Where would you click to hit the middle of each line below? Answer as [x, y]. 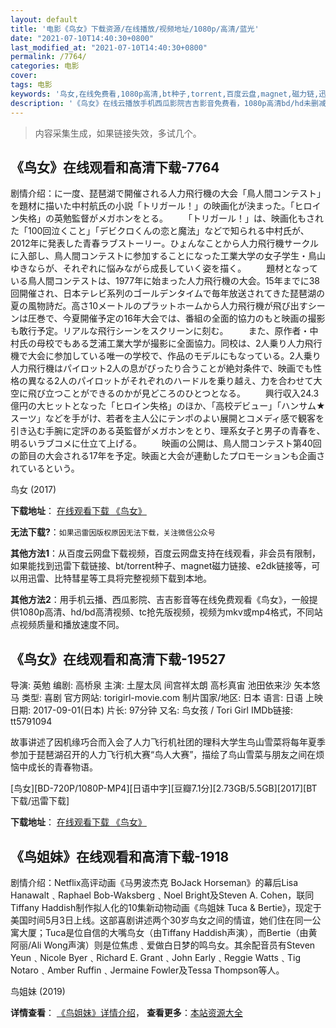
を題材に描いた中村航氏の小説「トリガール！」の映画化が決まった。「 [152, 206]
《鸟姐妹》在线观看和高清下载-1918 [120, 856]
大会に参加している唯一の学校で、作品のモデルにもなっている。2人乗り [174, 356]
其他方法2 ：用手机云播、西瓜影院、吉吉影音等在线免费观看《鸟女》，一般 [160, 600]
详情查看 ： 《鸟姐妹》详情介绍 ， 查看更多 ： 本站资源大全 [126, 1012]
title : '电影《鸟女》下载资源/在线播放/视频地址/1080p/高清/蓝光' [135, 29]
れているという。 [45, 468]
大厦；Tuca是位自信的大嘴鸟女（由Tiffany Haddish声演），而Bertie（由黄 [168, 932]
